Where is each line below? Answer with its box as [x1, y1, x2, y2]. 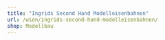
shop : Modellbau [7, 22, 54, 29]
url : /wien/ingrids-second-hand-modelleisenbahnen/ [7, 16, 158, 23]
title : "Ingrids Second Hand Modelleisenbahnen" [7, 9, 149, 17]
